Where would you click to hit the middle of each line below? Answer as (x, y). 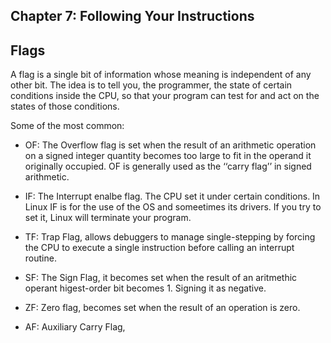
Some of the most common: (67, 126)
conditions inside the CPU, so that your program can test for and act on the (165, 96)
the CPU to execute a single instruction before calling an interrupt (159, 248)
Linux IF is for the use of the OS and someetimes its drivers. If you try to (173, 207)
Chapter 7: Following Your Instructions (132, 16)
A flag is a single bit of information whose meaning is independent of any (161, 75)
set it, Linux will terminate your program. (108, 218)
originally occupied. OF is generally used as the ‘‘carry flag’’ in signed (168, 166)
